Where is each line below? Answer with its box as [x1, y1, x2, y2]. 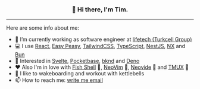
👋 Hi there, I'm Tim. [71, 5, 129, 14]
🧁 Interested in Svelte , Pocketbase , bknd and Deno [14, 58, 140, 65]
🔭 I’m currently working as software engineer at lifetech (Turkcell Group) [14, 36, 192, 43]
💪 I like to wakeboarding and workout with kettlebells [14, 70, 145, 77]
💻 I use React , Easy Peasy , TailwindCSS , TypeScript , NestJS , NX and [14, 43, 186, 50]
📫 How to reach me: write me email [14, 77, 103, 84]
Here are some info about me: [6, 24, 79, 31]
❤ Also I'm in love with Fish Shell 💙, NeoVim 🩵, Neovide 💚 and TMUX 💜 [14, 63, 189, 71]
